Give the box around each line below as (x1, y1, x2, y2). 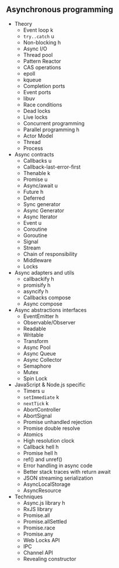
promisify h (23, 281, 51, 289)
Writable (23, 331, 44, 338)
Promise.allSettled (23, 518, 67, 525)
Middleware (23, 256, 52, 264)
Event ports (23, 88, 51, 95)
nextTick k (23, 399, 49, 406)
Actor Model (23, 132, 54, 139)
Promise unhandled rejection (23, 418, 93, 425)
